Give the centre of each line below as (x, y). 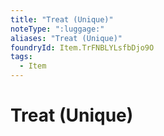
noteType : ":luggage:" (57, 29)
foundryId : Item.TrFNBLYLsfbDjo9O (82, 47)
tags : (21, 57)
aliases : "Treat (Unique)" (66, 38)
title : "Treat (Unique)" (62, 19)
